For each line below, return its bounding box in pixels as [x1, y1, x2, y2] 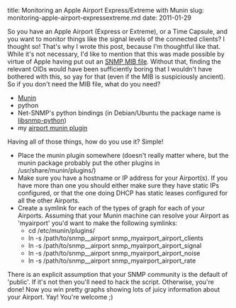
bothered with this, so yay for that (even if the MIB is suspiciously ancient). [7, 72, 225, 81]
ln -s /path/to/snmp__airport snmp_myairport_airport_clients [28, 234, 203, 242]
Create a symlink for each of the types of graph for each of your [17, 204, 206, 212]
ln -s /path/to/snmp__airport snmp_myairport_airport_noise [28, 249, 201, 257]
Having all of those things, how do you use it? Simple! [7, 137, 164, 146]
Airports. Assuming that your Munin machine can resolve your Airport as [17, 212, 230, 219]
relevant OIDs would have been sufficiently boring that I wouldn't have [7, 65, 213, 73]
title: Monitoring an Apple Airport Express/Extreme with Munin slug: [7, 6, 204, 14]
